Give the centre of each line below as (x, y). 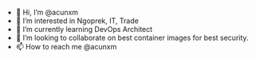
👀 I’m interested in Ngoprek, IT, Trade (77, 21)
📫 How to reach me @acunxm (66, 47)
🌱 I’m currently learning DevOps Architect (84, 29)
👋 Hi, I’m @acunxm (47, 12)
